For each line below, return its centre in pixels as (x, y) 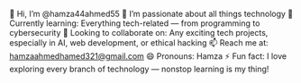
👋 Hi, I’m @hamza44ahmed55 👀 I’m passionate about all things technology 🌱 (151, 14)
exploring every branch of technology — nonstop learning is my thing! (139, 69)
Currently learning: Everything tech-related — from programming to (135, 23)
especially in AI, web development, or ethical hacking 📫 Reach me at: (139, 43)
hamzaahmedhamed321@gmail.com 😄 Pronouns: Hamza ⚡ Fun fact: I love (148, 56)
